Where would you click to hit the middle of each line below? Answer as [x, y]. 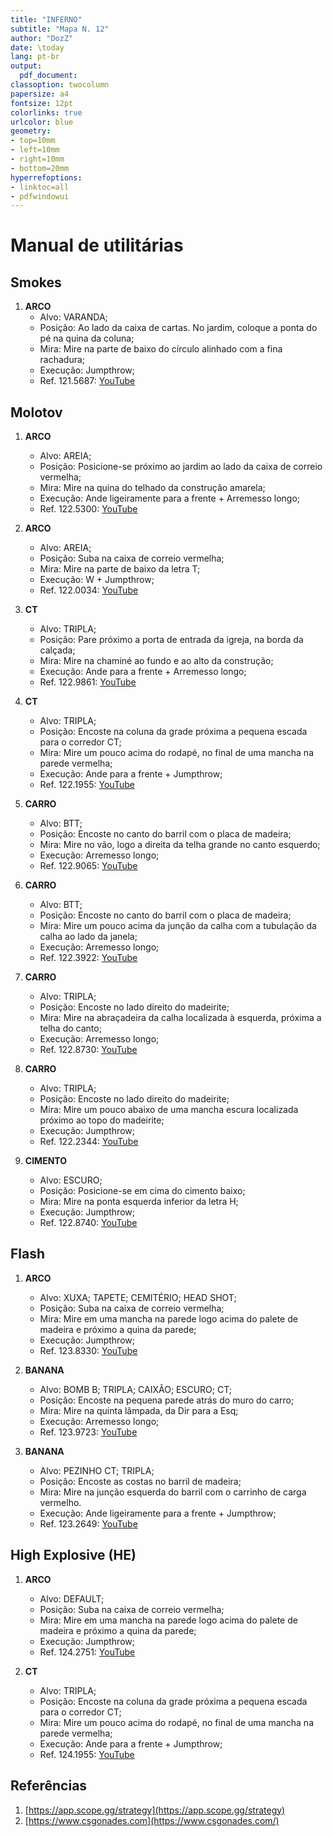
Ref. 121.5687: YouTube [87, 381]
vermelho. [60, 1502]
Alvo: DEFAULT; [72, 1598]
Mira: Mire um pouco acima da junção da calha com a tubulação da [178, 926]
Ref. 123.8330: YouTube [88, 1350]
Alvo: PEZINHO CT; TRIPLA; [97, 1470]
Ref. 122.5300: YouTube [88, 509]
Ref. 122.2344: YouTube [89, 1142]
